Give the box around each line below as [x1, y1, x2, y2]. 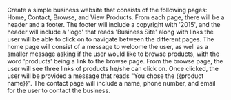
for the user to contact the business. [7, 86, 110, 94]
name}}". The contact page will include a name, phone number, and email [7, 79, 216, 87]
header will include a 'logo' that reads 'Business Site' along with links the [7, 28, 214, 36]
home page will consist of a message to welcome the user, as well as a [7, 43, 209, 50]
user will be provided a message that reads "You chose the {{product [7, 72, 204, 80]
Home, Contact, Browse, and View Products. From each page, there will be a [7, 13, 225, 21]
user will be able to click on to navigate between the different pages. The [7, 35, 214, 43]
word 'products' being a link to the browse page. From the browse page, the [7, 57, 223, 65]
